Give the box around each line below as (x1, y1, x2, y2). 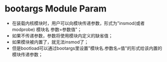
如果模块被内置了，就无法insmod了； (11, 38, 89, 45)
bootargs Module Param (4, 3, 107, 14)
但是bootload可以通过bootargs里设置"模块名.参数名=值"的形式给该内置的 (11, 45, 162, 51)
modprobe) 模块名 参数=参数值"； (11, 26, 82, 32)
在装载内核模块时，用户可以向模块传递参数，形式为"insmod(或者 (11, 20, 145, 26)
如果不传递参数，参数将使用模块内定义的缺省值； (11, 32, 113, 38)
